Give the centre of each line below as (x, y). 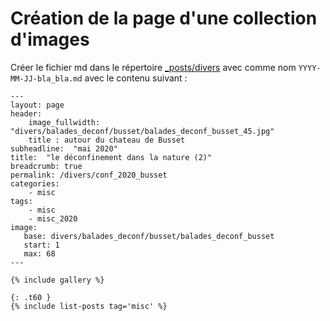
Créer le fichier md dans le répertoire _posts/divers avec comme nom (153, 67)
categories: (35, 183)
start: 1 (41, 245)
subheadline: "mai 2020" (64, 148)
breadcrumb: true (46, 166)
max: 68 (39, 253)
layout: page (37, 105)
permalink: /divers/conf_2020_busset (89, 175)
